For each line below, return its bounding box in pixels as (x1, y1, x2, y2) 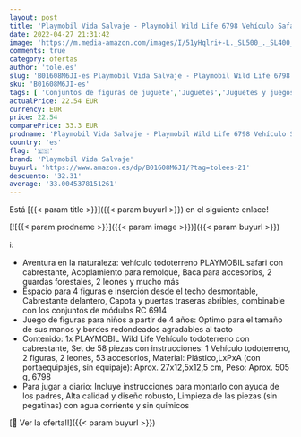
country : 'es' (9, 138, 63, 147)
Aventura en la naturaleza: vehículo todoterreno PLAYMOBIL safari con (21, 257, 284, 269)
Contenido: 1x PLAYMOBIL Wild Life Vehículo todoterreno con (21, 333, 250, 345)
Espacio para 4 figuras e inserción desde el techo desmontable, (21, 286, 258, 296)
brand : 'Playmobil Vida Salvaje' (9, 154, 134, 164)
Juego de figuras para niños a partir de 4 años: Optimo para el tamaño (21, 314, 283, 325)
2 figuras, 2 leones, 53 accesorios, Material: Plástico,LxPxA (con (21, 353, 262, 364)
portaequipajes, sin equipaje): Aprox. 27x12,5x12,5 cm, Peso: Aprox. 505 (21, 362, 289, 373)
